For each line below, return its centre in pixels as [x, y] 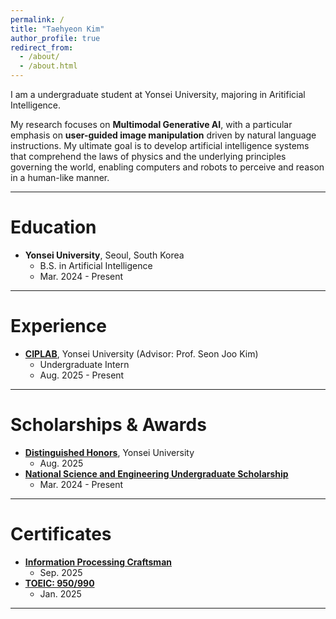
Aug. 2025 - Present [82, 375]
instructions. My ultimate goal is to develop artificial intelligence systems [160, 145]
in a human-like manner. [60, 177]
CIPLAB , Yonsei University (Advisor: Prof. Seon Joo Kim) [141, 353]
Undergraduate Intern [84, 364]
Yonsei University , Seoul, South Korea [104, 255]
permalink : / [37, 19]
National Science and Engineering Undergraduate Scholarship [156, 473]
